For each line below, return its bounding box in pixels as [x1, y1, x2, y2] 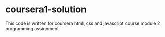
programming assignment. [5, 25, 60, 31]
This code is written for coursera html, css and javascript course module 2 [5, 20, 160, 26]
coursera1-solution [5, 4, 87, 15]
